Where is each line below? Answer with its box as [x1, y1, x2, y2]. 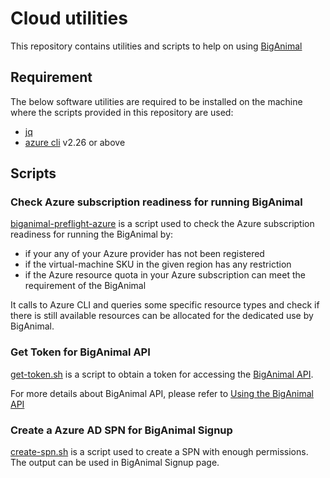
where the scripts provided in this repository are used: [10, 106, 234, 118]
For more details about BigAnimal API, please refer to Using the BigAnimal [10, 387, 314, 399]
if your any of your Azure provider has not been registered [24, 248, 265, 260]
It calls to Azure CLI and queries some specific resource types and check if [10, 299, 320, 311]
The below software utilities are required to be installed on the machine [10, 95, 303, 107]
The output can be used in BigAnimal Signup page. [10, 457, 220, 469]
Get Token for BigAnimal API [10, 345, 151, 359]
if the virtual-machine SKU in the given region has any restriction [24, 258, 292, 271]
